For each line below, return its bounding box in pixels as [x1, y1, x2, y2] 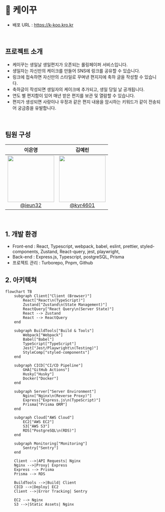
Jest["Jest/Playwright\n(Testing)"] [23, 346, 99, 351]
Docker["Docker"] [23, 376, 58, 381]
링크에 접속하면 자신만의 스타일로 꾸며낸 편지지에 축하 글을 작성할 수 [12, 74, 144, 80]
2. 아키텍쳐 [5, 276, 37, 284]
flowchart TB [5, 289, 32, 294]
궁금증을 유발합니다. [17, 105, 56, 111]
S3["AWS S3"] [23, 424, 50, 429]
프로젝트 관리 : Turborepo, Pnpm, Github [12, 260, 93, 266]
